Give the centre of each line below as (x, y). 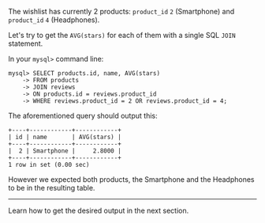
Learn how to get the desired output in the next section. (99, 210)
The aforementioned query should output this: (83, 115)
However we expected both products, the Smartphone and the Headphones (131, 180)
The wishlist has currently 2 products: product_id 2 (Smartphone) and (121, 11)
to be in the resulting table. (52, 188)
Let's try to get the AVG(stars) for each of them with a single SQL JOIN (122, 35)
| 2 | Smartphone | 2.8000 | (65, 151)
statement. (26, 43)
